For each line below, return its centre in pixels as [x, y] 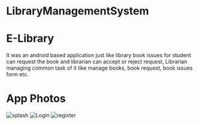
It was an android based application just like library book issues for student [99, 55]
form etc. [17, 75]
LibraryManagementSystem [78, 11]
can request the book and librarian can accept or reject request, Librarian [97, 62]
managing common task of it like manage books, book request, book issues [99, 68]
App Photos [36, 99]
